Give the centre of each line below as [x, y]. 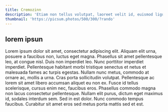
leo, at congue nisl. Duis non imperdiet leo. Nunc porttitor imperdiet [74, 62]
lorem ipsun [24, 39]
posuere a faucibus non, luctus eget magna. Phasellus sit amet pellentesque [84, 56]
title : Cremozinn [23, 10]
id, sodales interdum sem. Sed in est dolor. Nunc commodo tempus [74, 99]
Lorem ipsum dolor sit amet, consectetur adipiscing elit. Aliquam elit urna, [81, 51]
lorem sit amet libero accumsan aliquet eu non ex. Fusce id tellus [72, 83]
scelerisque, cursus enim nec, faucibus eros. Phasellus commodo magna [80, 88]
